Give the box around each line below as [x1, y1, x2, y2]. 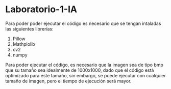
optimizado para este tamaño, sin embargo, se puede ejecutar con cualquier [5, 72, 166, 78]
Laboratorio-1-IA [5, 4, 78, 15]
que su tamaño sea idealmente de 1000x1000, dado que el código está [5, 67, 154, 73]
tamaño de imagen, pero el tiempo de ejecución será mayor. [5, 78, 132, 84]
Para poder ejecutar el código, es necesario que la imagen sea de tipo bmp [5, 62, 163, 68]
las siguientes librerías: [5, 25, 54, 32]
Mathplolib [12, 41, 35, 47]
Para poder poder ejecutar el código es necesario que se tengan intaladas [5, 20, 161, 26]
